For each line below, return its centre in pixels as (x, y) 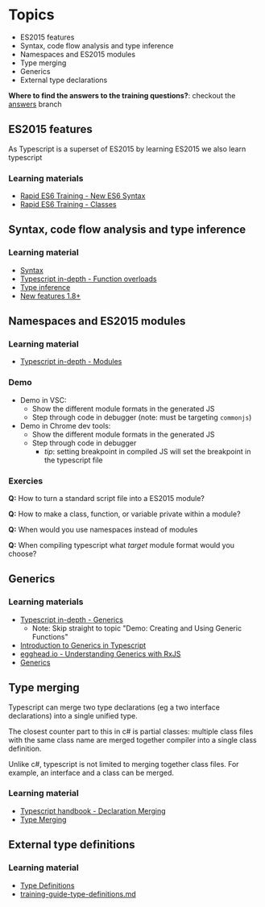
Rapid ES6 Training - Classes (68, 205)
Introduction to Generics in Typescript (83, 645)
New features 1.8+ (50, 296)
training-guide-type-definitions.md (78, 894)
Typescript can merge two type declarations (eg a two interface (114, 707)
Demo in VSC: (43, 400)
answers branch (35, 104)
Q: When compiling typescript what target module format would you (122, 545)
